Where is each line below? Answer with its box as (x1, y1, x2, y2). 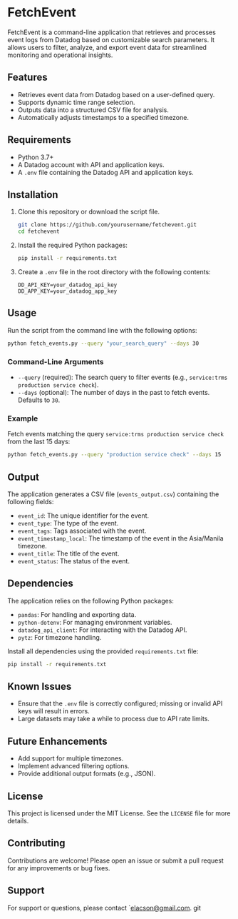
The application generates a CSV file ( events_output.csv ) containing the (7, 490, 219, 498)
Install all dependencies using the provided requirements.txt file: (7, 647, 199, 656)
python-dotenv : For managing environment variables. (17, 618, 172, 626)
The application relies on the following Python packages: (7, 596, 175, 605)
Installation (7, 189, 58, 201)
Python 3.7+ (17, 153, 54, 161)
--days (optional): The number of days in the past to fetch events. (17, 388, 210, 396)
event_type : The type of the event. (17, 518, 119, 527)
